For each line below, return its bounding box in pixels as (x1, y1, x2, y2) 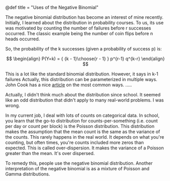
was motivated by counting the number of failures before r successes (5, 25, 151, 31)
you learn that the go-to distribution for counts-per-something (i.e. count (5, 118, 158, 124)
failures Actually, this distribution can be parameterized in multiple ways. (5, 76, 158, 82)
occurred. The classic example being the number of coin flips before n (5, 31, 153, 36)
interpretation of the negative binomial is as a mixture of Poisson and (5, 166, 150, 171)
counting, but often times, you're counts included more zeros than (5, 140, 144, 145)
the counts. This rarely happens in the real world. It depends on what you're (5, 134, 164, 140)
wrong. (5, 102, 20, 109)
